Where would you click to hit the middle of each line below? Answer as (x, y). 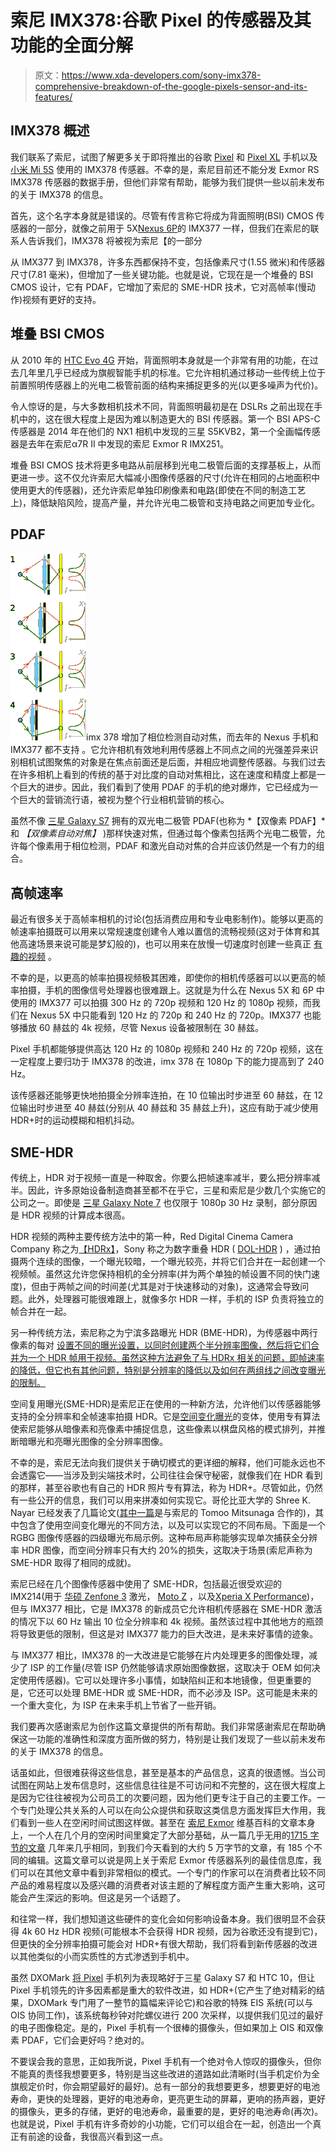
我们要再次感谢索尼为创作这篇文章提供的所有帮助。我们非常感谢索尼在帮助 (163, 1726)
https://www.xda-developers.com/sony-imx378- (161, 75)
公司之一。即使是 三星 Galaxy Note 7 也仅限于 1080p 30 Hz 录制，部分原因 (164, 1202)
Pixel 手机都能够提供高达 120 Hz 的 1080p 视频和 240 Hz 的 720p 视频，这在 (167, 1049)
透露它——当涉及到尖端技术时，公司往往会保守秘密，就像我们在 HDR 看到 (170, 1475)
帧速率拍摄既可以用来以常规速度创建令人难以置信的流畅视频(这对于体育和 (161, 932)
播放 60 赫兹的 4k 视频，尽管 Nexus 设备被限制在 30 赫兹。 (141, 1028)
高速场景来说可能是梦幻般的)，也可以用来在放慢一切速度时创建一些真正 (165, 944)
